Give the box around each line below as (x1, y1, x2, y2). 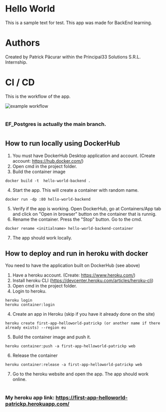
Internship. (5, 59, 28, 65)
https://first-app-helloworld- (55, 394, 128, 401)
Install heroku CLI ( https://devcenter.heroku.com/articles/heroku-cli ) (12, 278, 154, 284)
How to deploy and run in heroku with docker (5, 249, 148, 257)
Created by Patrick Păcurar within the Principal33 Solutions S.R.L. (5, 54, 141, 60)
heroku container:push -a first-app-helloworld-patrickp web (5, 344, 136, 349)
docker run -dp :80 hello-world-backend (5, 197, 91, 202)
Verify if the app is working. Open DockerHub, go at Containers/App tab (12, 205, 161, 211)
